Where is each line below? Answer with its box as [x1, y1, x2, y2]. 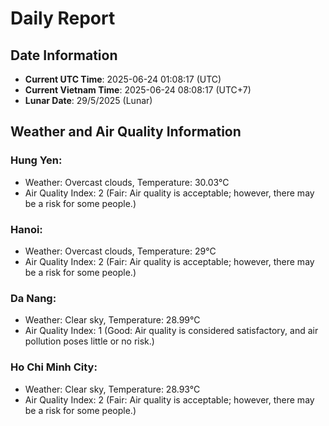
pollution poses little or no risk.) [24, 335, 155, 347]
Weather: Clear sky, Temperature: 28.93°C [24, 383, 201, 395]
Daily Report [10, 7, 116, 30]
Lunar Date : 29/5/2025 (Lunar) [24, 95, 153, 106]
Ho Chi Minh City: [10, 360, 98, 374]
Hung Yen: [10, 153, 63, 167]
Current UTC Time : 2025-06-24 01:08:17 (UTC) [24, 73, 222, 85]
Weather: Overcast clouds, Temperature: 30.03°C [24, 176, 230, 188]
